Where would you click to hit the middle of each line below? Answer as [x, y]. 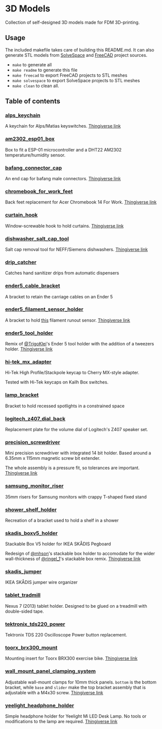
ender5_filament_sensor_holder [44, 309]
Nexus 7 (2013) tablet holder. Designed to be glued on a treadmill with [76, 606]
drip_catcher [21, 262]
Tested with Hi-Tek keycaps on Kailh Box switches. [57, 382]
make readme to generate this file [45, 70]
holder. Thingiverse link [29, 349]
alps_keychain [23, 115]
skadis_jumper [23, 572]
